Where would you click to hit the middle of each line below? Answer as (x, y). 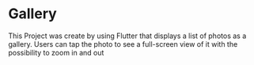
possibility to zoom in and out (56, 52)
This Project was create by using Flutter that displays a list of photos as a (127, 36)
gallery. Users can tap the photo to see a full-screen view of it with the (123, 44)
